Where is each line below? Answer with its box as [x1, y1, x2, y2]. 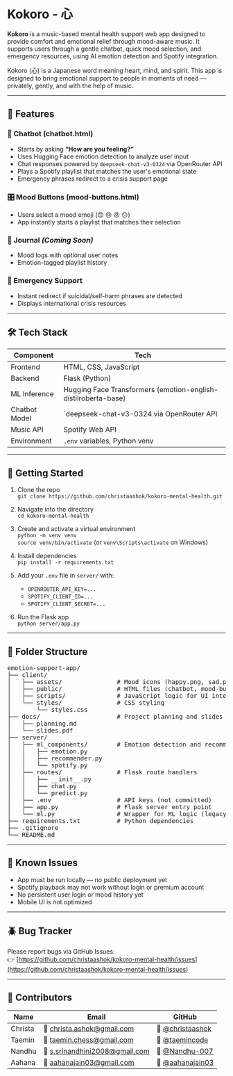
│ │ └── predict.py [7, 789, 88, 797]
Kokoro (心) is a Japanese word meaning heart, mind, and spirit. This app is [7, 66, 223, 74]
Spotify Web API [63, 425, 116, 434]
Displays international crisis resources [17, 299, 126, 307]
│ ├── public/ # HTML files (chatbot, [7, 685, 198, 692]
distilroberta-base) [63, 393, 126, 403]
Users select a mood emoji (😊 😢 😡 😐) [17, 210, 130, 219]
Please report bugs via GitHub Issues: [7, 947, 115, 956]
